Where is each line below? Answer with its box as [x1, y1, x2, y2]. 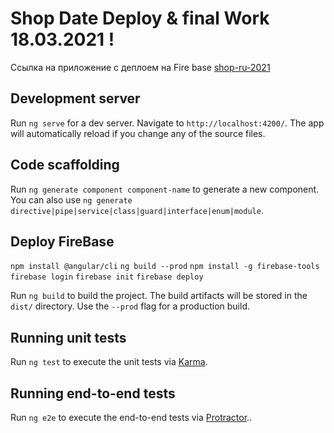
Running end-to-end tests [10, 385, 176, 402]
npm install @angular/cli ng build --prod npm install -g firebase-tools [10, 262, 320, 272]
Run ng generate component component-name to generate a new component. [10, 183, 320, 195]
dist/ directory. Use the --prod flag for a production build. [10, 300, 250, 312]
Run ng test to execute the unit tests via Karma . [10, 356, 208, 368]
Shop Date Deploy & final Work [10, 7, 270, 30]
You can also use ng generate [10, 193, 133, 206]
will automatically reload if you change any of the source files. [10, 127, 266, 139]
